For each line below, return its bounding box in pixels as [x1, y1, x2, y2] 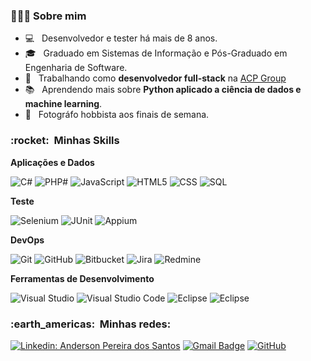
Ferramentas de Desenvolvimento [10, 272, 155, 284]
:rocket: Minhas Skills [10, 134, 120, 148]
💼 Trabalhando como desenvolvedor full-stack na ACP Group [24, 72, 287, 84]
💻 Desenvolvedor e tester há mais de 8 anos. [24, 32, 218, 44]
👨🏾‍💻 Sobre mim [10, 9, 87, 23]
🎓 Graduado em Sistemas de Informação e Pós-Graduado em [24, 47, 288, 59]
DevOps [10, 234, 45, 246]
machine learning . [24, 98, 103, 110]
